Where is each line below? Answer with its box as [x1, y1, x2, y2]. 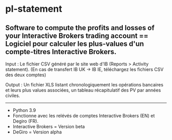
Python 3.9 [12, 107, 36, 113]
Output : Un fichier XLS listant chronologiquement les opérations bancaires [5, 82, 164, 87]
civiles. [5, 92, 20, 99]
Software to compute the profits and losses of [5, 24, 155, 32]
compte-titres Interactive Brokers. [5, 47, 117, 56]
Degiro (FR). [12, 118, 38, 124]
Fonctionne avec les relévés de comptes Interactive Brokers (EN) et [12, 113, 155, 119]
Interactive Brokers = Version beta [12, 124, 85, 129]
